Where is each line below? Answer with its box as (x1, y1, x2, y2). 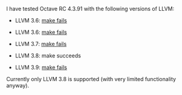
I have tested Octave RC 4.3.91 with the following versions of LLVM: (6, 5, 174, 12)
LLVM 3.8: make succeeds (15, 52, 82, 59)
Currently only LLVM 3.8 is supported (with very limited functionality (6, 76, 177, 82)
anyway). (6, 82, 29, 89)
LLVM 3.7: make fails (15, 41, 67, 47)
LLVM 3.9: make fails (15, 64, 68, 71)
